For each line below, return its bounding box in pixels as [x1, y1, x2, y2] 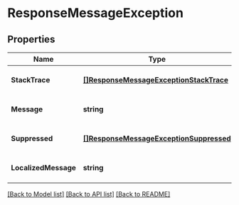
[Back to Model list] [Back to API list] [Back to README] [7, 190, 171, 198]
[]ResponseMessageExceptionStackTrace [83, 75, 229, 84]
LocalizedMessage [11, 163, 77, 172]
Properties [7, 33, 55, 45]
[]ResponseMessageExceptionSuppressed [83, 133, 231, 143]
